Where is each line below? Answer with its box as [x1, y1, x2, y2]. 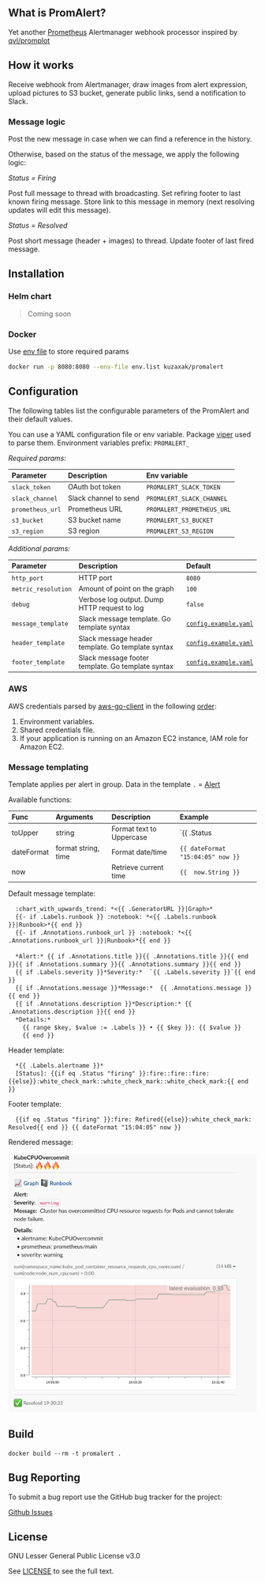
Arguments [55, 812, 94, 822]
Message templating [8, 761, 89, 773]
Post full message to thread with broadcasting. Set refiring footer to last [8, 188, 241, 198]
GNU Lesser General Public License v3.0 [8, 1551, 140, 1561]
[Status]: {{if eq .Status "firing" [15, 1069, 136, 1078]
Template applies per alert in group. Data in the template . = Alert [8, 779, 221, 789]
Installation [8, 267, 65, 281]
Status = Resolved [8, 221, 68, 230]
